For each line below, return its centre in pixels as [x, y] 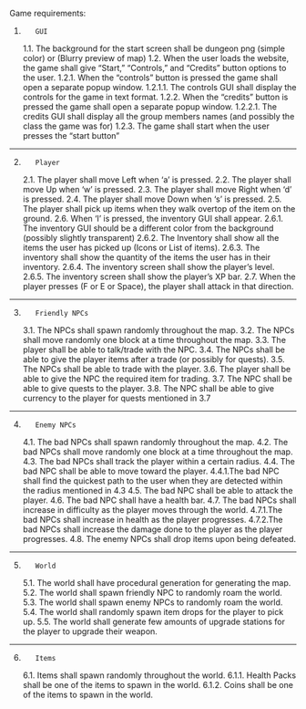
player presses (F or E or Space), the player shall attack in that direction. [158, 286]
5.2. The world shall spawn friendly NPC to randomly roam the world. [152, 593]
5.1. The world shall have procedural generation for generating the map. [157, 583]
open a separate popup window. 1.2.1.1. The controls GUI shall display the [159, 87]
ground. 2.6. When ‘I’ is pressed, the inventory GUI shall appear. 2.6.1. [153, 219]
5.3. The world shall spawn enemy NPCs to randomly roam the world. [153, 602]
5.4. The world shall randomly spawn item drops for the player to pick [153, 612]
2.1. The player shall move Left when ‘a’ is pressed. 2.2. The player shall [157, 180]
